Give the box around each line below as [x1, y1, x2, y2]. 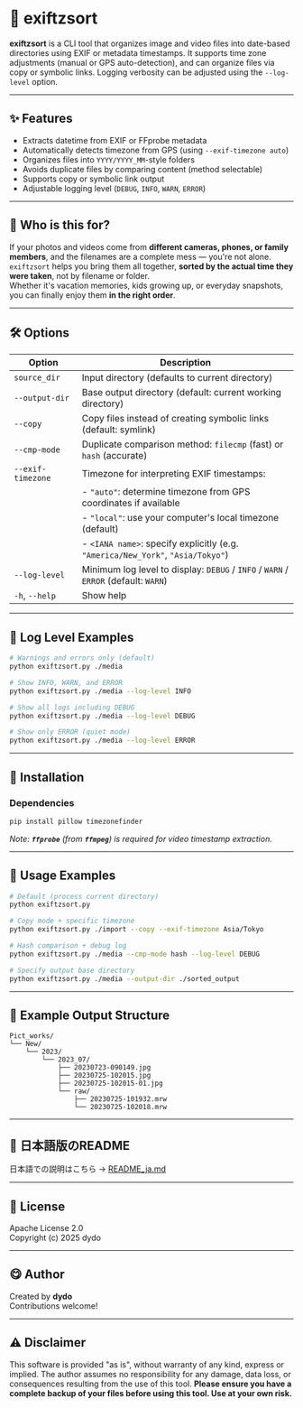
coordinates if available [81, 496, 180, 509]
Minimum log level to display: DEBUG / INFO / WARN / [81, 563, 289, 576]
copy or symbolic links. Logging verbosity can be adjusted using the [9, 67, 263, 78]
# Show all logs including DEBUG [9, 703, 135, 712]
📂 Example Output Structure [9, 1007, 170, 1023]
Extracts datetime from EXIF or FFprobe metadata [22, 134, 207, 145]
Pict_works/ [9, 1032, 54, 1041]
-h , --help [14, 589, 57, 602]
